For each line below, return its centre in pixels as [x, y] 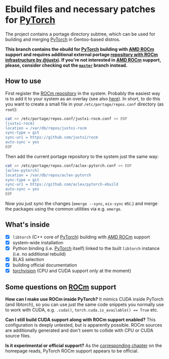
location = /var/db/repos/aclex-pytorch [48, 175]
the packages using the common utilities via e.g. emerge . [64, 209]
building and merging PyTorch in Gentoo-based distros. [63, 39]
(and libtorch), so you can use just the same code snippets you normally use [84, 304]
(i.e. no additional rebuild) [39, 254]
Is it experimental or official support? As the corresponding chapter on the [84, 345]
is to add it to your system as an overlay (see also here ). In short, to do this [83, 98]
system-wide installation [38, 242]
